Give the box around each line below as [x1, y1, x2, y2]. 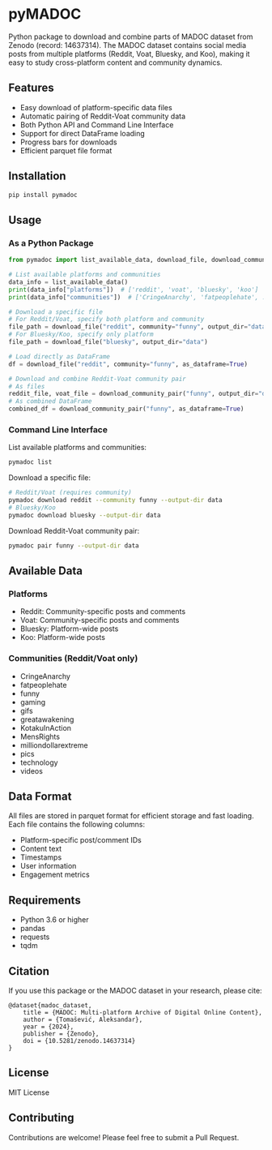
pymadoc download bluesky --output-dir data [8, 511, 161, 519]
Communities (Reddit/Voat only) [8, 653, 138, 664]
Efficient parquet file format [19, 145, 113, 155]
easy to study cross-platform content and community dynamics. [8, 58, 223, 67]
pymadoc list [8, 458, 53, 466]
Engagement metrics [19, 869, 91, 880]
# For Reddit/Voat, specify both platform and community [8, 315, 205, 324]
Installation [8, 169, 66, 183]
